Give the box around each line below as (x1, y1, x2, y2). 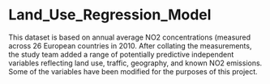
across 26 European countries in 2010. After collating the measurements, (8, 40, 252, 50)
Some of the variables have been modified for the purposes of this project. (8, 66, 258, 76)
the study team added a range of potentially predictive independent (8, 49, 234, 59)
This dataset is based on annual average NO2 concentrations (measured (8, 32, 251, 42)
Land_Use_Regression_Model (8, 6, 212, 24)
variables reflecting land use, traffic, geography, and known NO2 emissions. (8, 58, 263, 68)
